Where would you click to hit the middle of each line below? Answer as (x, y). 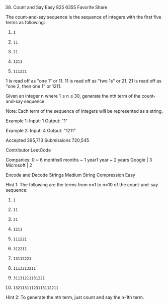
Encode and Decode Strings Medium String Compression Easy (70, 175)
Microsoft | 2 (19, 165)
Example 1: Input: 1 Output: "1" (37, 121)
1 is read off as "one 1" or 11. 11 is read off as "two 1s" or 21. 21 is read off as (83, 81)
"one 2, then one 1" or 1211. (34, 86)
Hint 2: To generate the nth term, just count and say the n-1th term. (75, 297)
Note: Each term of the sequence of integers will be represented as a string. (84, 111)
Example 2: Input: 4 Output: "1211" (41, 131)
